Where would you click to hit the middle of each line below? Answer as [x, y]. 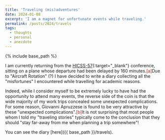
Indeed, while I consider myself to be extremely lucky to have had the [76, 91]
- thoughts [21, 33]
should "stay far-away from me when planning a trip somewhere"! [72, 122]
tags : [11, 28]
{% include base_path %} [31, 56]
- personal [21, 38]
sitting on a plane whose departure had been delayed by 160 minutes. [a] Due [83, 71]
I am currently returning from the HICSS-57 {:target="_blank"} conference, [80, 65]
